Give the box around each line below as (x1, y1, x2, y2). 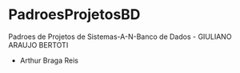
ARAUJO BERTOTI (8, 40, 69, 49)
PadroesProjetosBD (8, 6, 141, 24)
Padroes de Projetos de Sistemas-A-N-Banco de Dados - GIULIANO (8, 32, 232, 41)
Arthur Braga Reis (19, 56, 78, 65)
